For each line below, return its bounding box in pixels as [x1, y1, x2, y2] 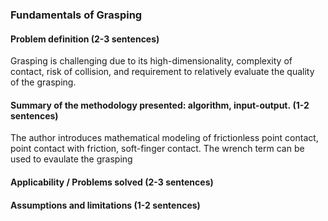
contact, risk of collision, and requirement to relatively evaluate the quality [10, 66, 315, 78]
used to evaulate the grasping [10, 153, 133, 165]
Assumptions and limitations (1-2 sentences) [10, 199, 201, 211]
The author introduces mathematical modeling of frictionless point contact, [10, 132, 319, 144]
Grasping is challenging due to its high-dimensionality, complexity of [10, 55, 293, 67]
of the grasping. [10, 76, 77, 88]
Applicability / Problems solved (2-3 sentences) [10, 176, 214, 188]
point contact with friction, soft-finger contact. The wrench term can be [10, 143, 305, 155]
